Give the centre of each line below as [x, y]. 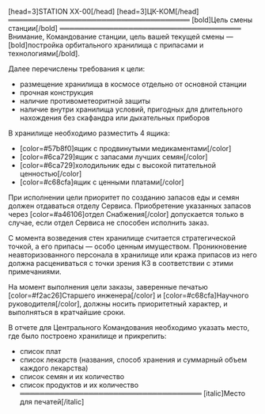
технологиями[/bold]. [44, 53]
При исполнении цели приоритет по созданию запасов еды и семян [124, 198]
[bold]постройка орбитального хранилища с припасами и [106, 45]
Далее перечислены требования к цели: [77, 69]
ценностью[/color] [51, 174]
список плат [40, 351]
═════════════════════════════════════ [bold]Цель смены [131, 20]
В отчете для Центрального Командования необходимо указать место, [129, 327]
